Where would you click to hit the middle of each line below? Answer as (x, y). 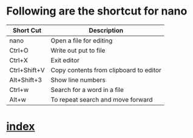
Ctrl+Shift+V (27, 70)
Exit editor (65, 60)
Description (106, 30)
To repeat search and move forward (102, 99)
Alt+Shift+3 (26, 80)
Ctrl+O (19, 50)
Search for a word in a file (87, 90)
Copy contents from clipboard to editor (106, 70)
